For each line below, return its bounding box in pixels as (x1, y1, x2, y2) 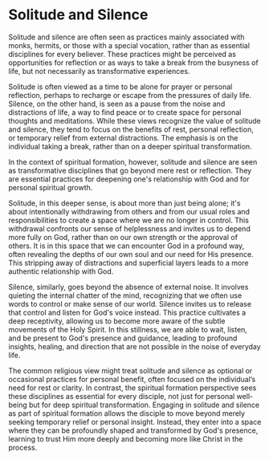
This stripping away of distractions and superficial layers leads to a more (8, 258, 249, 267)
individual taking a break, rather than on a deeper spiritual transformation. (8, 141, 253, 151)
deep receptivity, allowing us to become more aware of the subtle (8, 315, 226, 326)
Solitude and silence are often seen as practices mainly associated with (8, 32, 245, 42)
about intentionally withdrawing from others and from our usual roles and (8, 206, 251, 216)
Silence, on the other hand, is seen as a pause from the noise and (8, 99, 226, 108)
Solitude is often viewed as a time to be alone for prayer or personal (8, 82, 233, 92)
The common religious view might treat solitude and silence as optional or (8, 365, 253, 375)
